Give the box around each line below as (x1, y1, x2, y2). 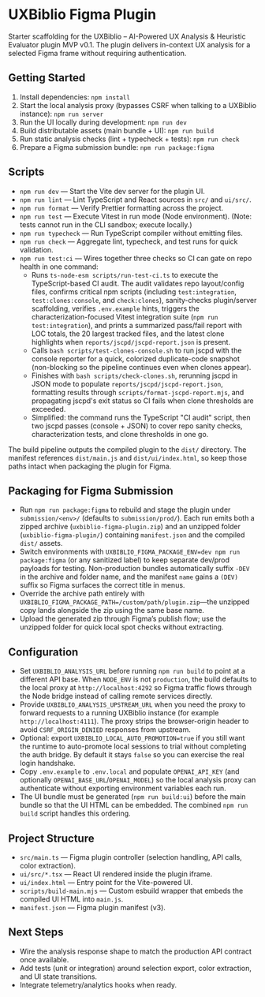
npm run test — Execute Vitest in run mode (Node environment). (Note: (19, 211, 252, 221)
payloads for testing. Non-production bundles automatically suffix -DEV (19, 564, 250, 573)
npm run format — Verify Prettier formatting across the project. (19, 203, 224, 212)
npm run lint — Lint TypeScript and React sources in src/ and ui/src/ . (19, 195, 252, 204)
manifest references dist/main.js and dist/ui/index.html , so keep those (8, 453, 247, 462)
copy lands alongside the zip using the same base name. (19, 606, 205, 615)
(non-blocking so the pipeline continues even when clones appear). (31, 362, 252, 372)
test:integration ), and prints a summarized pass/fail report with (31, 320, 242, 330)
